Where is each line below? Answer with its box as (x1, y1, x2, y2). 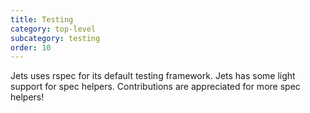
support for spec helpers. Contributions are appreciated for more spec (10, 81, 301, 93)
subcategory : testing (10, 33, 101, 43)
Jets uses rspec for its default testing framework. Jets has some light (10, 70, 296, 82)
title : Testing (10, 14, 74, 25)
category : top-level (10, 24, 97, 34)
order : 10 (10, 42, 52, 53)
